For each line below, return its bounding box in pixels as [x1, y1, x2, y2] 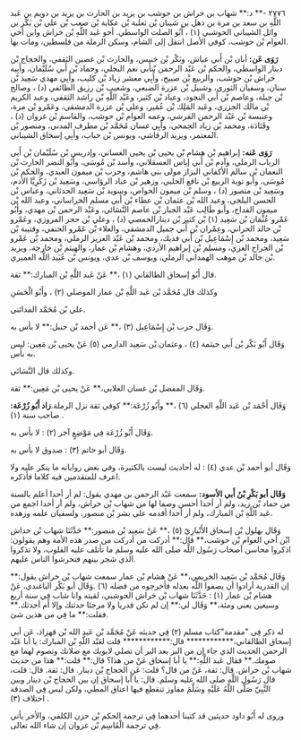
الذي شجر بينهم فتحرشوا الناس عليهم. [10, 554, 137, 564]
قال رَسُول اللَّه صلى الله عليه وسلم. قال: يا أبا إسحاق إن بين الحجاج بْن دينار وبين [10, 674, 276, 684]
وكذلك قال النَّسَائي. [10, 366, 75, 375]
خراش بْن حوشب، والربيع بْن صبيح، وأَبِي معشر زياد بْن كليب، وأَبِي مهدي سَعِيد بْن [10, 73, 276, 83]
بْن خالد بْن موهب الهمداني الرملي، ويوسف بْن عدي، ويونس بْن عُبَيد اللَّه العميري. [10, 252, 276, 262]
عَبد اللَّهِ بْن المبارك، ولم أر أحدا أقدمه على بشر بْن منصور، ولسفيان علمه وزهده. [10, 508, 273, 518]
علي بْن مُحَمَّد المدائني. [10, 304, 86, 314]
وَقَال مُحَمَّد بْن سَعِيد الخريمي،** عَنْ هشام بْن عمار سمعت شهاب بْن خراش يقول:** [10, 571, 286, 581]
